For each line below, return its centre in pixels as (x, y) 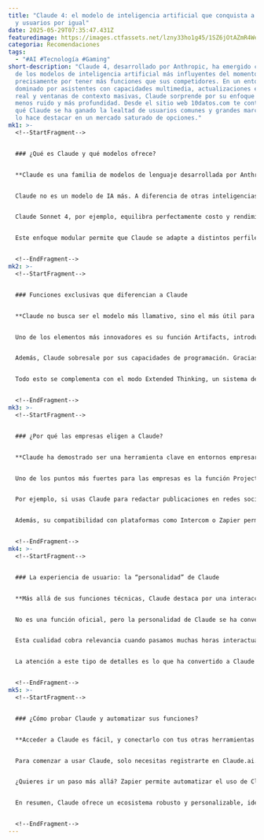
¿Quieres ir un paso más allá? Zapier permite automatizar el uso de (131, 782)
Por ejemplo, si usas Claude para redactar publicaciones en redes (128, 500)
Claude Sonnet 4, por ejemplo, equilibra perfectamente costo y (123, 217)
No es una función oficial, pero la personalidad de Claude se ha (126, 620)
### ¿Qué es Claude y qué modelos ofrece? (86, 154)
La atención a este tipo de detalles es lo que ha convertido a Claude (135, 662)
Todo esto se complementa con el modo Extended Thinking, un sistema (131, 379)
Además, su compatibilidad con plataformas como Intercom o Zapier (128, 520)
